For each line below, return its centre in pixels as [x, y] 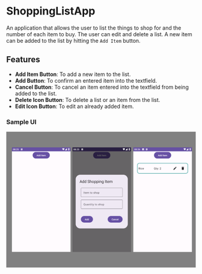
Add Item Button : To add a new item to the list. [73, 74]
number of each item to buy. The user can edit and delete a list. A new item [99, 34]
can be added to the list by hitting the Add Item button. [73, 40]
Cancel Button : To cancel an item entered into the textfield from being [102, 87]
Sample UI [22, 122]
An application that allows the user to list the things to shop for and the [94, 28]
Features [23, 59]
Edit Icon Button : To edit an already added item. [74, 106]
